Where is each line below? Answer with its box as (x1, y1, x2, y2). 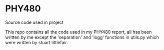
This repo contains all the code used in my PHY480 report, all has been (5, 29, 152, 35)
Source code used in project (5, 19, 63, 25)
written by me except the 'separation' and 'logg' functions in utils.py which (5, 34, 159, 40)
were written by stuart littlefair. (5, 39, 68, 45)
